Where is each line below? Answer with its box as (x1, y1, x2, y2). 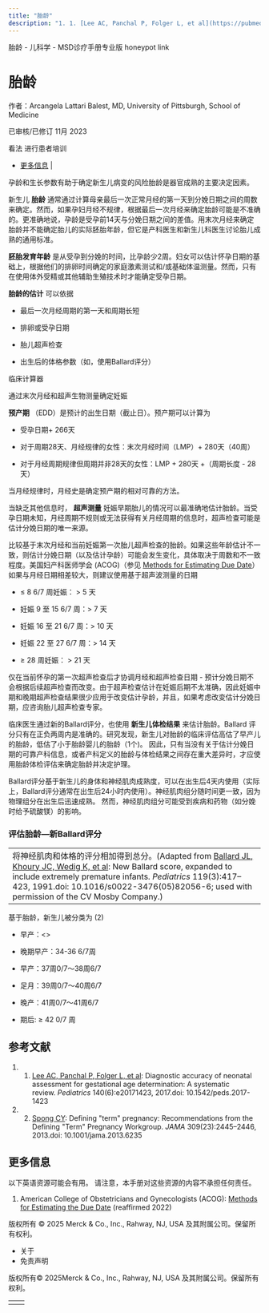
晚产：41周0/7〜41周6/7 (19, 997, 99, 1007)
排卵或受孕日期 (19, 323, 70, 332)
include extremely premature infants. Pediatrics (12, 871, 191, 882)
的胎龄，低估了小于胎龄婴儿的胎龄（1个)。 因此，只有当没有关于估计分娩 (8, 739, 247, 749)
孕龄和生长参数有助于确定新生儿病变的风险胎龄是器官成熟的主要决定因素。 (8, 178, 254, 187)
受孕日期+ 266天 (19, 425, 75, 435)
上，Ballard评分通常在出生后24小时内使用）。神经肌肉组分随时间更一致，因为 (8, 787, 261, 796)
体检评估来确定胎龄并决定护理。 (29, 759, 134, 769)
